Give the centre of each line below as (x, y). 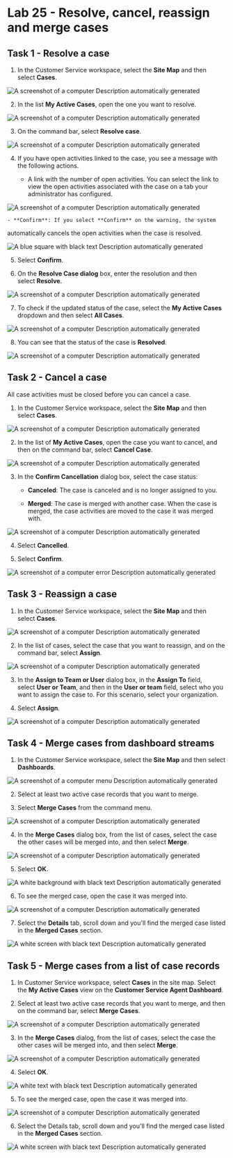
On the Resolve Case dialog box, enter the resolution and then (107, 273)
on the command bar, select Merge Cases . (79, 1011)
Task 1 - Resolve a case (58, 53)
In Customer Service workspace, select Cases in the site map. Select (116, 983)
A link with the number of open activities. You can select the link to (123, 179)
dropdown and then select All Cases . (71, 315)
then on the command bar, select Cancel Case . (85, 450)
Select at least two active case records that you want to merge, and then (121, 1004)
